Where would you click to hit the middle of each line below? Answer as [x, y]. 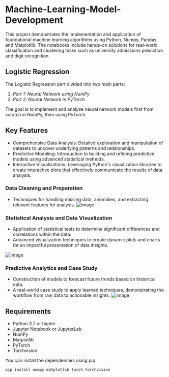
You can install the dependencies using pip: [51, 360]
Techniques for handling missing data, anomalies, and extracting [80, 199]
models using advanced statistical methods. [59, 159]
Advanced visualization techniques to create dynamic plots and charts [86, 240]
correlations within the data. [42, 234]
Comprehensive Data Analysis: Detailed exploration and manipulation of [88, 143]
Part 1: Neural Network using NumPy [51, 94]
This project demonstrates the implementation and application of [73, 34]
